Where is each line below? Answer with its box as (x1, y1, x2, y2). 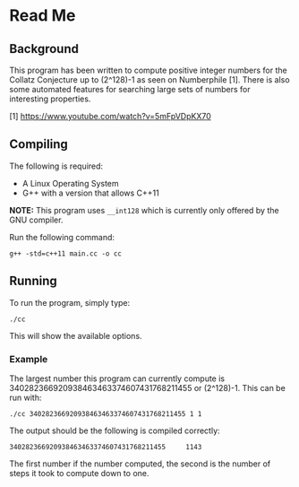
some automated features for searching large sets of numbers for (9, 84, 251, 94)
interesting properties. (9, 93, 91, 104)
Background (9, 41, 79, 57)
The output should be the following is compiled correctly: (9, 425, 221, 436)
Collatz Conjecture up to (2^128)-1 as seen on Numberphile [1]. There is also (9, 74, 290, 85)
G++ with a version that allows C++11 (21, 187, 159, 198)
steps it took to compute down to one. (9, 467, 149, 478)
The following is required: (9, 161, 104, 171)
